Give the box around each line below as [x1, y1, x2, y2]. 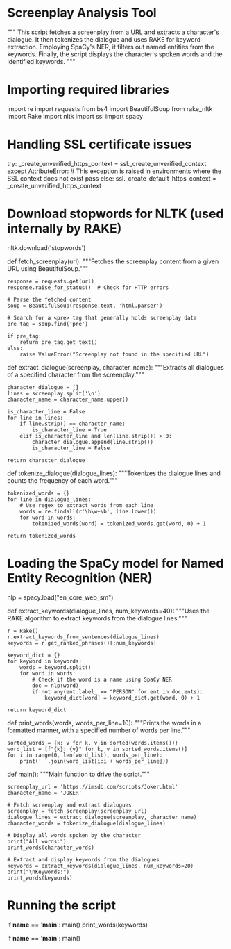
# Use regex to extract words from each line [19, 502, 154, 509]
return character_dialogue [7, 456, 85, 463]
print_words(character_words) [7, 844, 95, 851]
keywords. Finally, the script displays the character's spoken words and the [7, 50, 223, 58]
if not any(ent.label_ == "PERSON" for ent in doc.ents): [32, 688, 203, 695]
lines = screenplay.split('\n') [7, 390, 101, 397]
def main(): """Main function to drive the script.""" [7, 770, 151, 778]
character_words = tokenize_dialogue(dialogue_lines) [7, 820, 166, 827]
